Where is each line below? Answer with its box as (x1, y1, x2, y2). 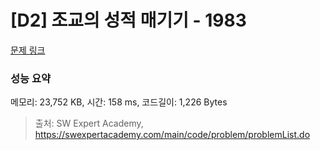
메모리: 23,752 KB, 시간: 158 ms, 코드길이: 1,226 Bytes (10, 96, 228, 108)
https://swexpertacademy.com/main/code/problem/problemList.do (34, 129, 311, 141)
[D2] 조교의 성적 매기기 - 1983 (10, 9, 247, 32)
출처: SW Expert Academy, (34, 117, 144, 130)
